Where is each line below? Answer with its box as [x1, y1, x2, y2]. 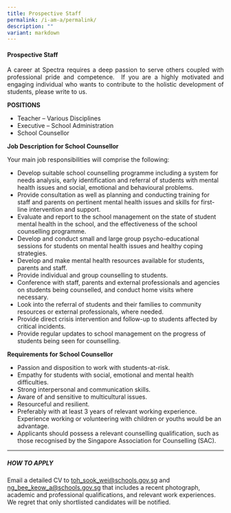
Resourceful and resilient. [16, 400, 90, 408]
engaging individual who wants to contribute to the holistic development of [7, 80, 224, 89]
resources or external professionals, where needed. [16, 307, 164, 316]
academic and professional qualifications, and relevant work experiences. [7, 491, 217, 499]
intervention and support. [28, 206, 101, 214]
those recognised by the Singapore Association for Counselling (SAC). [16, 437, 217, 445]
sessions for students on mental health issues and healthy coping [16, 242, 203, 250]
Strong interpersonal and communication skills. [16, 386, 151, 394]
